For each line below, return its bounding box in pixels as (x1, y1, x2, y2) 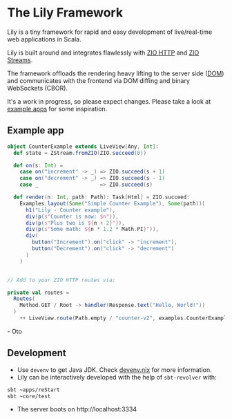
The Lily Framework (7, 5, 123, 21)
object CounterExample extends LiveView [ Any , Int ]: (7, 143, 159, 150)
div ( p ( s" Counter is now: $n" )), (25, 213, 119, 220)
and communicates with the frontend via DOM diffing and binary (7, 76, 190, 84)
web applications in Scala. (7, 35, 81, 43)
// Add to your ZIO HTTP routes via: (7, 277, 116, 283)
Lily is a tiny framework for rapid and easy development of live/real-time (7, 28, 213, 36)
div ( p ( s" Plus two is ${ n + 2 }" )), (25, 219, 126, 226)
